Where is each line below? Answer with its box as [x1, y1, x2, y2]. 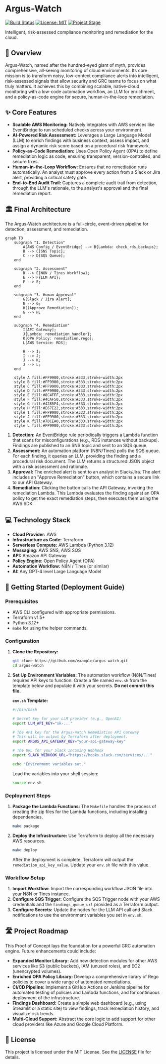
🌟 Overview [5, 49, 42, 57]
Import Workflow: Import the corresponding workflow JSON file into [12, 886, 153, 892]
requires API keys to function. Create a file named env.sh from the [12, 677, 147, 683]
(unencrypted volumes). [12, 968, 62, 974]
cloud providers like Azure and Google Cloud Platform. [12, 1021, 124, 1027]
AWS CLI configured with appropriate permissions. [12, 609, 116, 615]
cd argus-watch [12, 663, 44, 668]
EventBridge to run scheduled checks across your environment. [12, 126, 143, 132]
